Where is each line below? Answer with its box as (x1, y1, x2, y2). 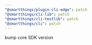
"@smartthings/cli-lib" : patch (4, 12, 70, 17)
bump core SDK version (4, 35, 54, 41)
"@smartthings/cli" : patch (4, 21, 61, 26)
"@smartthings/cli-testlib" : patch (4, 16, 79, 21)
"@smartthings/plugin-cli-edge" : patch (4, 7, 88, 12)
